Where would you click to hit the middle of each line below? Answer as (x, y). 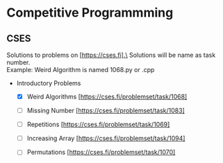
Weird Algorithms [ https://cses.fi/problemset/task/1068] (107, 96)
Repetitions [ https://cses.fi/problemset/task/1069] (98, 125)
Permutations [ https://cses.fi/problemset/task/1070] (101, 152)
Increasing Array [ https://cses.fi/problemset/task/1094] (106, 138)
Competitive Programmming (90, 13)
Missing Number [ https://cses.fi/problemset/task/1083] (106, 111)
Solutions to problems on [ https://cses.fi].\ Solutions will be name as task (111, 55)
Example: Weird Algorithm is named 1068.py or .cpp (81, 70)
